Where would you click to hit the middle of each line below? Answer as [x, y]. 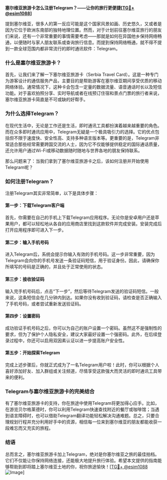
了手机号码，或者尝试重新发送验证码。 [44, 304]
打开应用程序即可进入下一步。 [36, 230]
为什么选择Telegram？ [32, 114]
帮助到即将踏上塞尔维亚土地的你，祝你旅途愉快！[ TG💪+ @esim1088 [79, 467]
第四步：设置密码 [23, 316]
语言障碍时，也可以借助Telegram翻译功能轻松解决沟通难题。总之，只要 [82, 416]
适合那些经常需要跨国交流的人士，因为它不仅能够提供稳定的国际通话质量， [85, 144]
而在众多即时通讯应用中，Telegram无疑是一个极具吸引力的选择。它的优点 [80, 132]
